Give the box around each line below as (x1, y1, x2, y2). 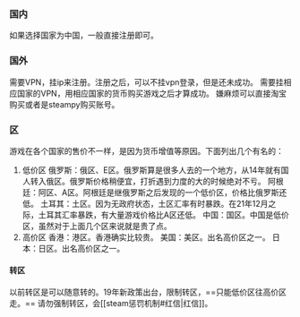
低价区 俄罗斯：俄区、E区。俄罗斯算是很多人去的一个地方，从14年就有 (21, 164, 281, 176)
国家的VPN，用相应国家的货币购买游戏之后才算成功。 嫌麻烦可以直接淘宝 (16, 88, 287, 99)
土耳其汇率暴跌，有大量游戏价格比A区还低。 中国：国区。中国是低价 (38, 209, 289, 220)
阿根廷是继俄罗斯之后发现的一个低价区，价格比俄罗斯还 (82, 186, 287, 198)
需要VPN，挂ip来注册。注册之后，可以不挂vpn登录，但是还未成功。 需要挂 (9, 76, 284, 87)
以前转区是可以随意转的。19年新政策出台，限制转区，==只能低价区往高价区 (9, 287, 287, 297)
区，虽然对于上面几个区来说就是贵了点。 (21, 220, 172, 231)
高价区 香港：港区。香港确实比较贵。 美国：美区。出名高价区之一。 (21, 231, 270, 243)
